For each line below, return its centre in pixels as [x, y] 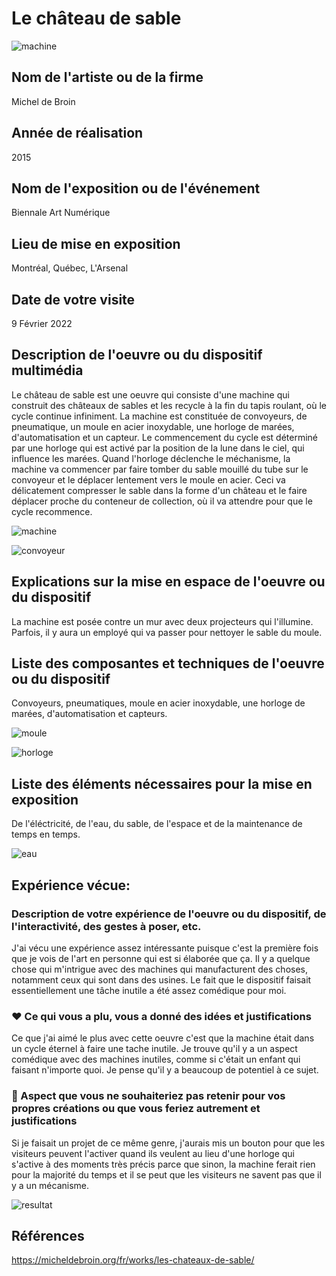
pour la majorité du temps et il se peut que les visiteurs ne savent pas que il [166, 1174]
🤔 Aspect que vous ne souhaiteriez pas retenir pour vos [148, 1096]
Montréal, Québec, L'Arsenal [70, 268]
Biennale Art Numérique [61, 213]
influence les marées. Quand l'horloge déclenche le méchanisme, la [151, 458]
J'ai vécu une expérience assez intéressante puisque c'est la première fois [165, 948]
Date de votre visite [73, 299]
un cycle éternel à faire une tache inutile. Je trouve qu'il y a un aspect [154, 1049]
